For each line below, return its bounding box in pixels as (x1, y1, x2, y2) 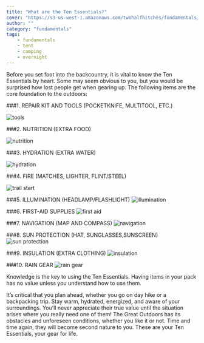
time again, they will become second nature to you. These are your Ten (6, 323, 184, 331)
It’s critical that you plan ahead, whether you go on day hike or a (6, 291, 167, 298)
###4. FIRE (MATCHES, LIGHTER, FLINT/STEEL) (6, 172, 126, 180)
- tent (17, 43, 34, 49)
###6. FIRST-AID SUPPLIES (6, 208, 75, 215)
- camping (17, 49, 42, 55)
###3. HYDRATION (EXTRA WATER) (6, 149, 96, 156)
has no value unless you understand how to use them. (6, 279, 141, 287)
